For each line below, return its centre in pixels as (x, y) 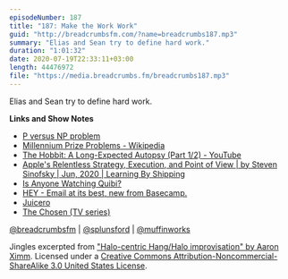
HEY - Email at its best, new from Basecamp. (105, 192)
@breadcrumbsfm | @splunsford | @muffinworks (100, 229)
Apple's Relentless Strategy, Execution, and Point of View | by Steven (150, 164)
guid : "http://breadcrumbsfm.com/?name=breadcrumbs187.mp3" (124, 34)
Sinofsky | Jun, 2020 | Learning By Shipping (103, 173)
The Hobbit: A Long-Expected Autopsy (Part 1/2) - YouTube (131, 155)
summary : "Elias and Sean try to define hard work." (110, 42)
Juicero (36, 202)
